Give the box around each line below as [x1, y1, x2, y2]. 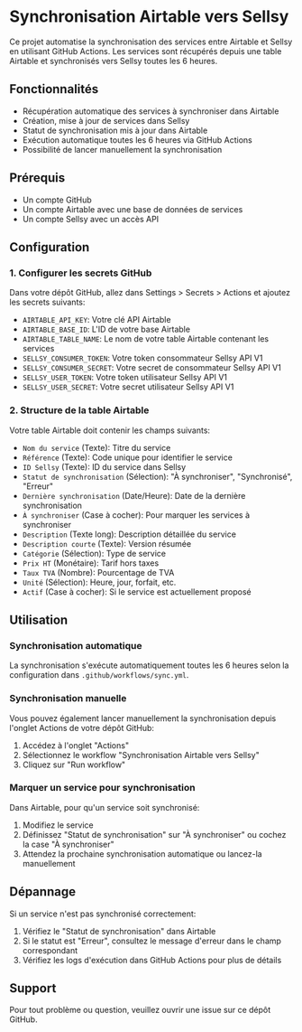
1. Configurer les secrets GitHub [9, 267, 152, 279]
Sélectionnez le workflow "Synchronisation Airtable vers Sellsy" [22, 749, 260, 760]
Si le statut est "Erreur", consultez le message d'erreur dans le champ [22, 935, 282, 946]
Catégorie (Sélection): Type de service [22, 548, 167, 558]
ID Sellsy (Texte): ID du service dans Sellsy [22, 461, 187, 472]
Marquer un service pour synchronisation [9, 782, 196, 794]
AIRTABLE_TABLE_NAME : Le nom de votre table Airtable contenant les [22, 333, 269, 344]
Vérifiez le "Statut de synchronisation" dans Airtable [22, 925, 216, 936]
